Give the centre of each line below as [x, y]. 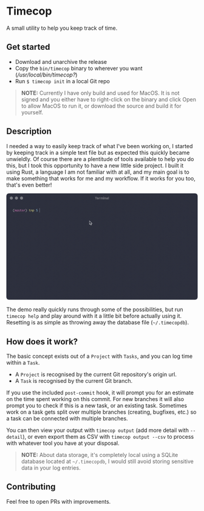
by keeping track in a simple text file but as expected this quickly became [98, 153]
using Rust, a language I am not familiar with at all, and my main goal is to [98, 172]
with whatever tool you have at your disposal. [63, 443]
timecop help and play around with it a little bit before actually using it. [94, 316]
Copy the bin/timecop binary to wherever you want [79, 68]
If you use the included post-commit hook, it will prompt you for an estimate [100, 393]
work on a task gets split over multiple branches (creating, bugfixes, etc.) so [101, 412]
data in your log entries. [51, 468]
